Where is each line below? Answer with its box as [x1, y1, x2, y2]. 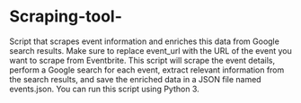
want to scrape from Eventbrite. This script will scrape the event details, [9, 55, 276, 65]
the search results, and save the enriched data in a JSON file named [9, 73, 262, 84]
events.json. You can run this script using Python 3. [9, 83, 199, 94]
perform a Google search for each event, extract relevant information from [9, 64, 285, 75]
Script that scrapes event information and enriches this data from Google [9, 36, 280, 47]
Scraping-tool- [9, 6, 123, 27]
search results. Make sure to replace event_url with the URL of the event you [9, 45, 292, 56]
